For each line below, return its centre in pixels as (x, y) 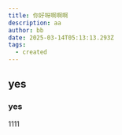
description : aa (35, 23)
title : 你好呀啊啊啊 (38, 15)
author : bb (26, 30)
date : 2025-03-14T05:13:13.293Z (61, 37)
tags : (17, 45)
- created (31, 52)
